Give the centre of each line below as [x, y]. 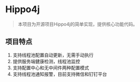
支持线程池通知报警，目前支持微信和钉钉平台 [60, 74]
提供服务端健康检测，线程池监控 [46, 61]
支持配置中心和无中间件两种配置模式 [51, 68]
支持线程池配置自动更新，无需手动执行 [53, 55]
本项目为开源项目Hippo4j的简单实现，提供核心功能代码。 [78, 24]
